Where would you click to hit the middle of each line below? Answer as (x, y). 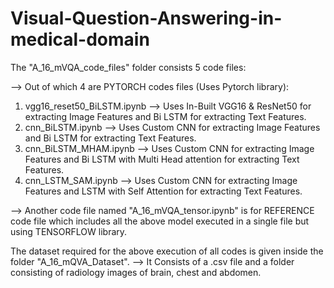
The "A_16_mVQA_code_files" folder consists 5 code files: (128, 67)
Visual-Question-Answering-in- (146, 18)
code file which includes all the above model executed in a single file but (160, 221)
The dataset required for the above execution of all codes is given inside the (167, 251)
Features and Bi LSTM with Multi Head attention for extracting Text (162, 159)
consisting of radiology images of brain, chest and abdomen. (136, 272)
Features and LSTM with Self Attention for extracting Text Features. (163, 191)
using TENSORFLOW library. (69, 231)
